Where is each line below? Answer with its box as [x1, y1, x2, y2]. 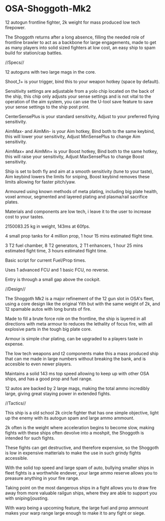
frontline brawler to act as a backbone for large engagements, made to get [5, 39, 157, 45]
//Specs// [5, 59, 25, 65]
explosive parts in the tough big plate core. [5, 326, 92, 332]
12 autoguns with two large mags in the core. [5, 69, 96, 75]
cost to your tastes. [5, 213, 44, 220]
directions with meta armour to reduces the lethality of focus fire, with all [5, 321, 153, 326]
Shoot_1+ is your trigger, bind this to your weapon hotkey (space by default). [5, 79, 160, 84]
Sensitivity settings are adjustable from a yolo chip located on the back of [5, 88, 155, 94]
